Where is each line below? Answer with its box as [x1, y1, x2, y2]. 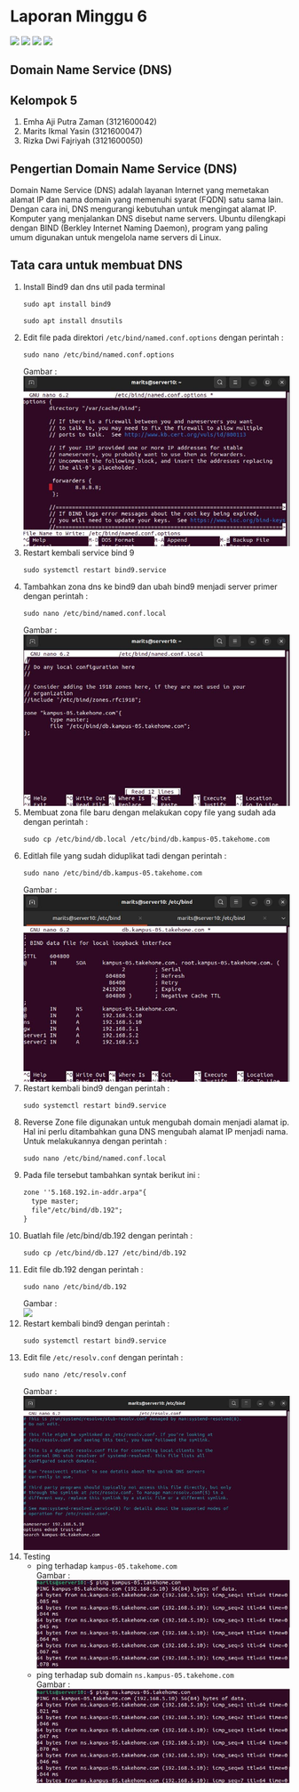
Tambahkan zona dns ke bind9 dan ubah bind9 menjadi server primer [22, 581, 278, 593]
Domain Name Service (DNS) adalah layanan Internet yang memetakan [10, 184, 270, 195]
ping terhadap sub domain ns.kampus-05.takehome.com [35, 1670, 234, 1681]
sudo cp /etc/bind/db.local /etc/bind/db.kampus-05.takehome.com [22, 835, 270, 844]
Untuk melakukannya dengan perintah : [22, 1135, 168, 1146]
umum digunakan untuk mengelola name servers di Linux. [10, 231, 222, 242]
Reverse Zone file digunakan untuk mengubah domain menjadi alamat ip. [22, 1117, 290, 1127]
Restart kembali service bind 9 [22, 547, 135, 558]
